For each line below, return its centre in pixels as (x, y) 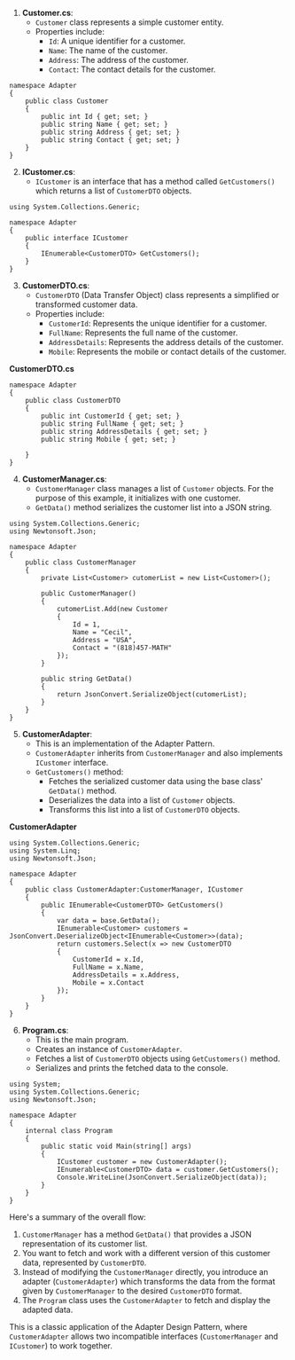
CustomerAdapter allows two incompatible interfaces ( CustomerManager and (144, 1336)
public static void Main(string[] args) (116, 1146)
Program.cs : (45, 1030)
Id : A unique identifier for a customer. (117, 41)
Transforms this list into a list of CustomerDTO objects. (144, 810)
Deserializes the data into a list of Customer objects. (142, 800)
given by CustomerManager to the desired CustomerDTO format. (132, 1291)
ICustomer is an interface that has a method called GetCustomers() (155, 181)
